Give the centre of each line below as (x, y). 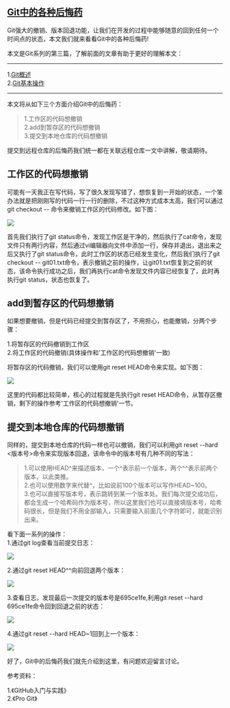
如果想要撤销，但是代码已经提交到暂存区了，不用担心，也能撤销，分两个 (109, 321)
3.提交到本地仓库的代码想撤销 (66, 135)
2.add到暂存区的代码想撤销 (62, 127)
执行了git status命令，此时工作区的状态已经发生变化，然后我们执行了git (119, 253)
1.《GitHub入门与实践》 (38, 690)
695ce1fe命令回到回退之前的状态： (56, 606)
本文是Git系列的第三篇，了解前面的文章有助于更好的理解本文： (95, 53)
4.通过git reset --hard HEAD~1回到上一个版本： (74, 634)
